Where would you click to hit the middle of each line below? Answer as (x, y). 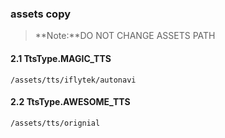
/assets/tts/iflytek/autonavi (73, 80)
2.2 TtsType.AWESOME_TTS (70, 102)
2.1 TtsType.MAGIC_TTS (61, 58)
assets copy (40, 14)
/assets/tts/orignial (55, 123)
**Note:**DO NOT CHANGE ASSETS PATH (125, 36)
